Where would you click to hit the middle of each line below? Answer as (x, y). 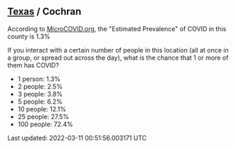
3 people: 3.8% (40, 94)
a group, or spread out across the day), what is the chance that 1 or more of (118, 57)
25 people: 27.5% (43, 116)
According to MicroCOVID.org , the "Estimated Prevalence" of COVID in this (117, 28)
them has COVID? (33, 65)
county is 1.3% (29, 36)
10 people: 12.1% (42, 109)
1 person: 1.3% (39, 79)
